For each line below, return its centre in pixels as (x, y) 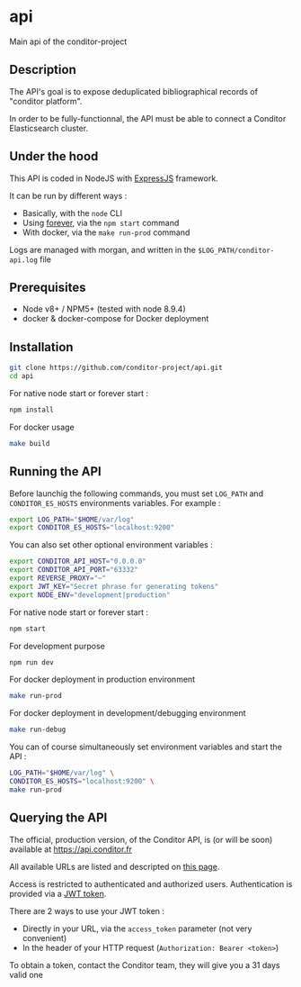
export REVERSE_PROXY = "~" (58, 578)
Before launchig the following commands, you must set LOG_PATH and (136, 493)
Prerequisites (48, 287)
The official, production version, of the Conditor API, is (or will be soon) (141, 839)
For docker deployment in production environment (102, 679)
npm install (31, 410)
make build (30, 443)
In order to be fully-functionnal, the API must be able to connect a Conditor (148, 118)
